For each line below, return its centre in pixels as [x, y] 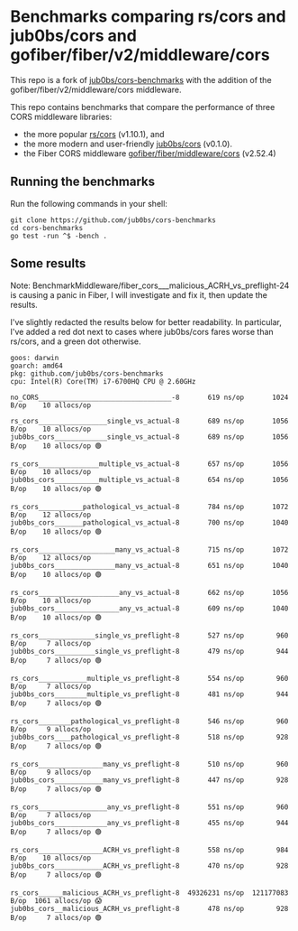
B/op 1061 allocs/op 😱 [56, 900]
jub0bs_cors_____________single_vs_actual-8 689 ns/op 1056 [149, 437]
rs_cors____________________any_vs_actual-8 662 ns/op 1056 [149, 592]
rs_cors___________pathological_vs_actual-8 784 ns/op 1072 [149, 507]
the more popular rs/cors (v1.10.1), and [94, 134]
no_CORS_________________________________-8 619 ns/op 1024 [149, 397]
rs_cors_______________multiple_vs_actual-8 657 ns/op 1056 [149, 464]
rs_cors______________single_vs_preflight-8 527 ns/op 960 [149, 635]
